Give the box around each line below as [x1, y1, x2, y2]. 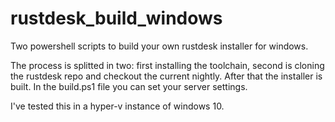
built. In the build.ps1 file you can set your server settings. [10, 80, 248, 92]
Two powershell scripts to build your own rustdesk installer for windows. [10, 40, 309, 52]
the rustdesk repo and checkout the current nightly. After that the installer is [10, 70, 323, 82]
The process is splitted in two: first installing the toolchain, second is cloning [10, 59, 325, 71]
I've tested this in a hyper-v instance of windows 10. [10, 100, 225, 112]
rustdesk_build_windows [10, 7, 223, 30]
